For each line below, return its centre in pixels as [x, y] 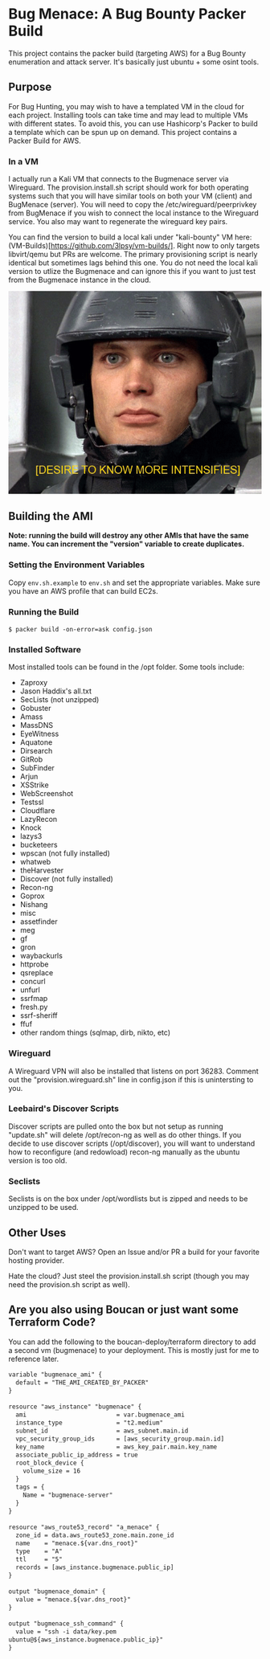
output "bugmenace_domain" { [57, 1592]
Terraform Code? [52, 1322]
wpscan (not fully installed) [65, 853]
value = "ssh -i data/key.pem [66, 1632]
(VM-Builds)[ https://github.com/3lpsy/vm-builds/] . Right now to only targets [134, 246]
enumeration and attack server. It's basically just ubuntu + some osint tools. [134, 62]
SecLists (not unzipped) [59, 700]
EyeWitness [39, 734]
